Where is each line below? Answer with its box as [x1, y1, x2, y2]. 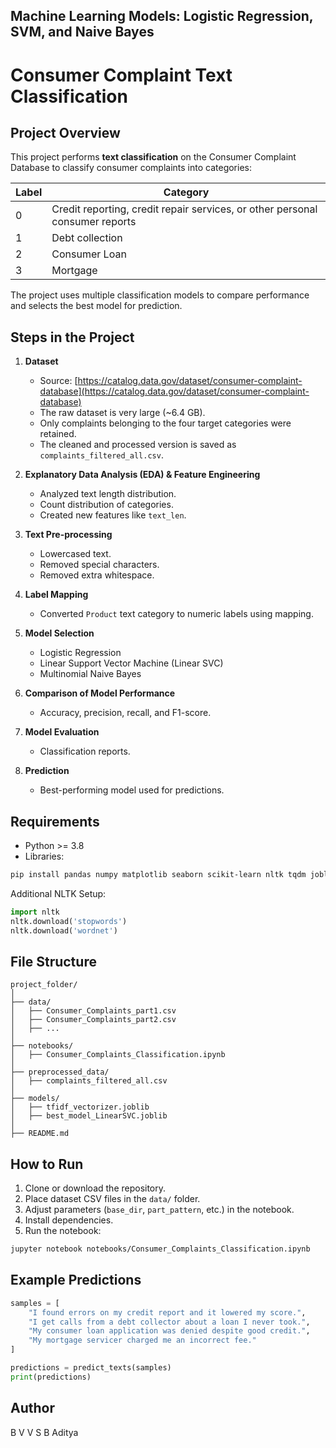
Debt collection [51, 231, 123, 245]
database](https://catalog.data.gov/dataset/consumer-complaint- [39, 385, 310, 398]
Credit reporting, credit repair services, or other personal [51, 202, 318, 216]
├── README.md [10, 1129, 70, 1139]
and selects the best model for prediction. [10, 300, 183, 312]
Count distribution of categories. [39, 499, 174, 511]
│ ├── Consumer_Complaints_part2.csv [10, 1015, 177, 1025]
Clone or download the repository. [24, 1182, 167, 1194]
